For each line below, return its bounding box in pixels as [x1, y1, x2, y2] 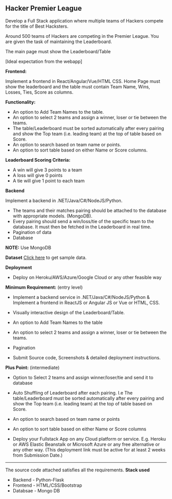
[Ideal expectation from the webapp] [5, 58, 83, 64]
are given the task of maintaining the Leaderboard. [5, 38, 112, 45]
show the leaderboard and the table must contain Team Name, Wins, [5, 83, 150, 90]
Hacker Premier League [5, 4, 82, 13]
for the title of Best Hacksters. [5, 23, 69, 29]
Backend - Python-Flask [12, 476, 64, 483]
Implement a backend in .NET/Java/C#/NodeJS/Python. [5, 197, 123, 204]
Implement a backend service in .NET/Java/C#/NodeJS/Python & [12, 294, 150, 300]
